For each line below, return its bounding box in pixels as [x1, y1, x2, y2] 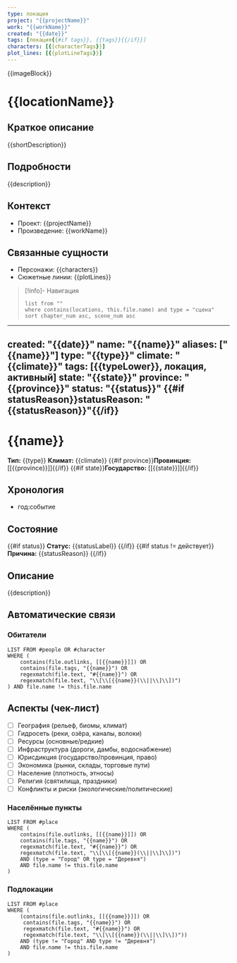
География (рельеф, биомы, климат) [17, 721, 128, 729]
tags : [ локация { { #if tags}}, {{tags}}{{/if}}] [7, 37, 147, 44]
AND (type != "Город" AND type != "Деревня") [20, 938, 157, 945]
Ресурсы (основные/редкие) [17, 737, 104, 745]
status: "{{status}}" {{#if [71, 382, 185, 394]
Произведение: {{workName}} [17, 226, 108, 235]
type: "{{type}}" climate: [60, 349, 174, 361]
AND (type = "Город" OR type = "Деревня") [20, 856, 147, 863]
